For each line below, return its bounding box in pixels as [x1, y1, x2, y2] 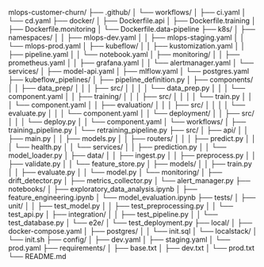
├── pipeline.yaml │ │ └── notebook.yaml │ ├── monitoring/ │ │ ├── [8, 50, 240, 59]
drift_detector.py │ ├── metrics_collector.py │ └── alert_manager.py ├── [8, 176, 251, 185]
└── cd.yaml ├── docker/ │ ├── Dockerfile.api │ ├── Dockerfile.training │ [8, 16, 256, 25]
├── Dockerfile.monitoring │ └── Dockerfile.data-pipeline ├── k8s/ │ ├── [8, 25, 256, 33]
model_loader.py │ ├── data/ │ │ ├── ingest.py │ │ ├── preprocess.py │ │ [8, 151, 256, 160]
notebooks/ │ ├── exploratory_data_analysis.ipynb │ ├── [8, 185, 198, 193]
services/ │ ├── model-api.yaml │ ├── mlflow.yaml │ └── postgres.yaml [8, 67, 250, 75]
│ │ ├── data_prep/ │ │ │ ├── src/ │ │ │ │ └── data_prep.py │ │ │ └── [8, 83, 246, 93]
